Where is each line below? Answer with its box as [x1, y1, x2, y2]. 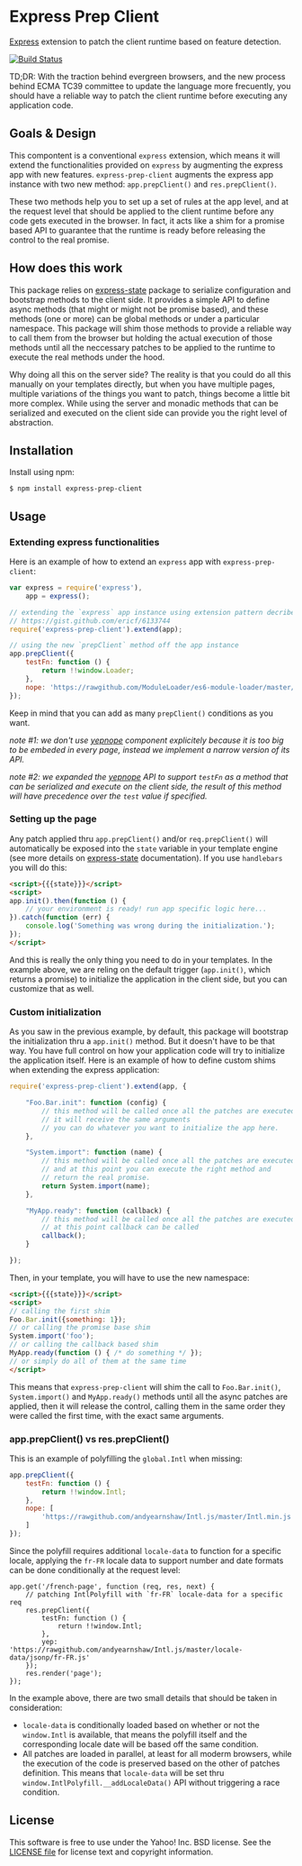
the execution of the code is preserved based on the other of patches [22, 1758, 280, 1769]
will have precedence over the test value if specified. [9, 791, 209, 801]
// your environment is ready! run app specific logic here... [25, 904, 268, 914]
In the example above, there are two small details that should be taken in [9, 1692, 278, 1703]
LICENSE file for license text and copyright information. [9, 1846, 214, 1857]
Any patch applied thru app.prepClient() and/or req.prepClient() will [9, 833, 268, 844]
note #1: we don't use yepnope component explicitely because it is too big [9, 735, 285, 745]
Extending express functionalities [9, 535, 160, 548]
